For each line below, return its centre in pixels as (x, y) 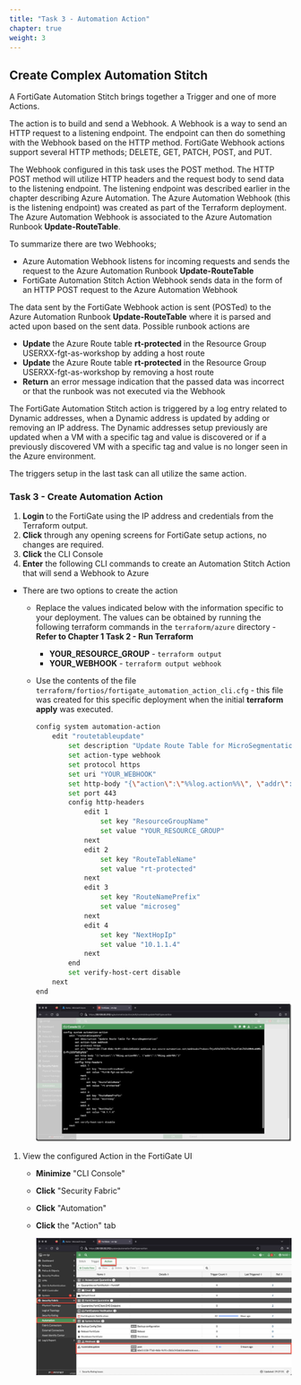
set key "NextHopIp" (138, 935)
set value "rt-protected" (148, 869)
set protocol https (104, 765)
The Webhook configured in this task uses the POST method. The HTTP (142, 169)
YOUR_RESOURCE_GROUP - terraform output (135, 654)
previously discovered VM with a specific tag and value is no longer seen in (149, 447)
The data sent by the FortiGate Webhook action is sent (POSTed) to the (140, 307)
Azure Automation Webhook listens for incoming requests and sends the (156, 262)
